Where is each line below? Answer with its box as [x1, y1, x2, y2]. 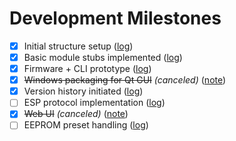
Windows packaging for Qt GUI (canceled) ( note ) [23, 74, 227, 86]
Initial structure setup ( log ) [23, 40, 134, 52]
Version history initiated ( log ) [23, 85, 144, 97]
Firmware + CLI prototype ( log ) [23, 63, 152, 75]
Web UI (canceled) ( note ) [23, 108, 129, 120]
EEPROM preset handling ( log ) [23, 119, 149, 131]
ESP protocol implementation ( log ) [23, 97, 166, 109]
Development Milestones [9, 7, 222, 30]
